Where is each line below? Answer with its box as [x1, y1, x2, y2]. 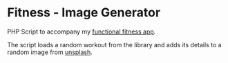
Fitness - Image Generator [7, 5, 161, 21]
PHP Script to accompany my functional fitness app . [7, 27, 156, 36]
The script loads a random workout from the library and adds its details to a [7, 40, 222, 49]
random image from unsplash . [7, 48, 93, 56]
